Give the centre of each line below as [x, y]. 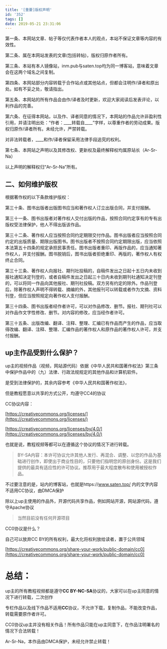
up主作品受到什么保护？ [42, 353]
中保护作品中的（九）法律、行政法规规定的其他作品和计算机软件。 [73, 372]
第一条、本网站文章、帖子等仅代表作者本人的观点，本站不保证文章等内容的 [81, 38]
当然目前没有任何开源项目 [43, 518]
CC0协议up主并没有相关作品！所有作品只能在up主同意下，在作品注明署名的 [83, 625]
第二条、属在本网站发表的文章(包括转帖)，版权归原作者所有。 [68, 55]
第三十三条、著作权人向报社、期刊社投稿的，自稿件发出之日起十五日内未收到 [83, 271]
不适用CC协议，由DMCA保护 [35, 490]
